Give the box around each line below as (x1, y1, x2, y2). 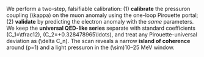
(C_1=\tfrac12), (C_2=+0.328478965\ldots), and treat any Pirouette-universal (6, 31, 197, 38)
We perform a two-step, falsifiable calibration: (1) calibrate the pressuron (6, 5, 191, 12)
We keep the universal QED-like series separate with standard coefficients (6, 24, 195, 32)
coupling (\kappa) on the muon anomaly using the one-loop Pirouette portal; (6, 12, 199, 19)
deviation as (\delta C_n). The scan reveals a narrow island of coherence (6, 38, 191, 44)
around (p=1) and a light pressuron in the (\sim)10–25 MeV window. (6, 44, 175, 51)
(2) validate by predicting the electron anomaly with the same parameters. (6, 18, 194, 25)
